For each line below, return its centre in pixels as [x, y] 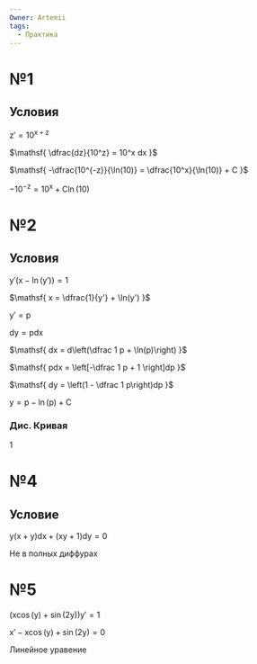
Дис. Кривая [39, 426]
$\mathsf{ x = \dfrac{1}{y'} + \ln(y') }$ [80, 297]
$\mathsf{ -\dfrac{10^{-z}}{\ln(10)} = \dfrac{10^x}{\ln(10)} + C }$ [129, 170]
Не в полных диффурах [54, 553]
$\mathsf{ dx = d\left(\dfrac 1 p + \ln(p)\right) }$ [98, 350]
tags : [19, 26]
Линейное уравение [48, 650]
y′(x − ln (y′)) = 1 [39, 280]
